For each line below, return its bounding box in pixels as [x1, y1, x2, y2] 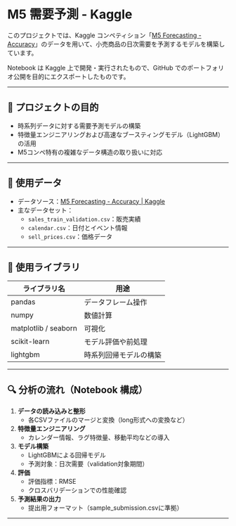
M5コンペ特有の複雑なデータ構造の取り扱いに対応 [17, 148, 163, 156]
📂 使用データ [7, 177, 62, 189]
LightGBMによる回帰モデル [27, 451, 107, 459]
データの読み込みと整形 [17, 407, 86, 416]
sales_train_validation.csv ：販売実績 [27, 214, 141, 223]
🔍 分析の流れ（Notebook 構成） [7, 384, 148, 396]
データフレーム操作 [84, 297, 147, 307]
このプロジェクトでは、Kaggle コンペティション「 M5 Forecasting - [7, 31, 202, 39]
